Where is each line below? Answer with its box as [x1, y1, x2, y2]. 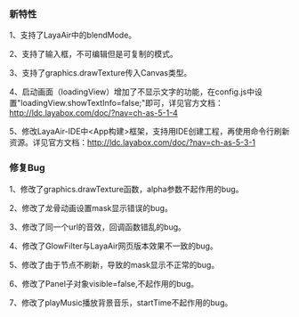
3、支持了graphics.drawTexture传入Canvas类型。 [9, 68, 192, 78]
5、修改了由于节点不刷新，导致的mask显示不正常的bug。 [9, 259, 220, 270]
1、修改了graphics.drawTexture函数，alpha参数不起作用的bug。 [9, 183, 244, 194]
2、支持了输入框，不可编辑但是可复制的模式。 [9, 49, 178, 60]
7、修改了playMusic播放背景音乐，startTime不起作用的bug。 [9, 297, 233, 308]
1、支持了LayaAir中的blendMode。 [9, 29, 137, 41]
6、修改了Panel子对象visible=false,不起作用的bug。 [9, 278, 198, 289]
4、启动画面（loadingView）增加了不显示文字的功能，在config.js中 [9, 86, 255, 97]
